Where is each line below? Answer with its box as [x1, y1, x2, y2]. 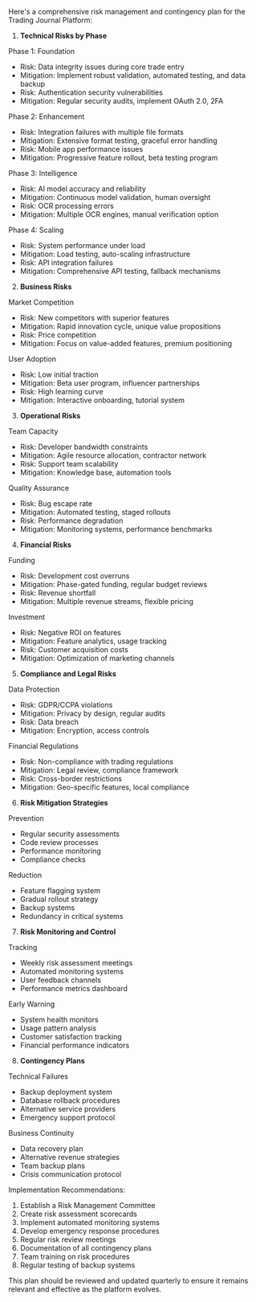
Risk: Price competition [19, 330, 97, 340]
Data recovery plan [19, 1144, 83, 1153]
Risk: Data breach [19, 717, 79, 726]
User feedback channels [19, 975, 102, 985]
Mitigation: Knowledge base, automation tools [19, 467, 172, 477]
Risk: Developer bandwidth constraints [19, 442, 148, 451]
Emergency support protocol [19, 1112, 116, 1122]
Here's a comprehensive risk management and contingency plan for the [8, 7, 246, 16]
